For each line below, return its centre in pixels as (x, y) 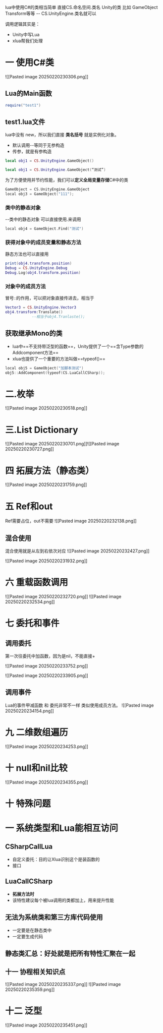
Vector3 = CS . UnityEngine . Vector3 (41, 307)
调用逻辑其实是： (23, 24)
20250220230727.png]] (30, 449)
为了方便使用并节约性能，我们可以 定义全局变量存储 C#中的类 (67, 180)
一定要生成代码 (27, 936)
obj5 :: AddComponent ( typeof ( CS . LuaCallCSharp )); (55, 373)
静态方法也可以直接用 (27, 254)
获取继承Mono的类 (34, 334)
